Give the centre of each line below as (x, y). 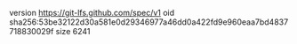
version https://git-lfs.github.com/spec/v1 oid (92, 13)
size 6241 (73, 31)
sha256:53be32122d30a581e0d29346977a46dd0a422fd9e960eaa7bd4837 (149, 22)
